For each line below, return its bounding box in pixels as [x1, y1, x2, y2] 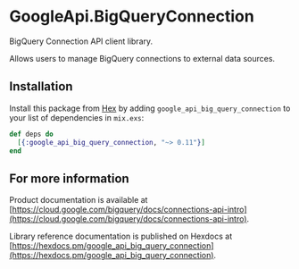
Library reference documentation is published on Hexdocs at [9, 231, 233, 242]
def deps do [9, 130, 54, 139]
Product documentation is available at [9, 195, 148, 206]
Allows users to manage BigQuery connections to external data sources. [9, 53, 275, 63]
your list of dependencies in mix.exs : [9, 112, 145, 122]
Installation [9, 79, 73, 95]
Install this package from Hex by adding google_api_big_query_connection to [9, 103, 291, 113]
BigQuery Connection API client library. [9, 36, 154, 46]
